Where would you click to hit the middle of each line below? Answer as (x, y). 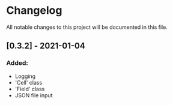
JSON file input (34, 95)
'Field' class (30, 89)
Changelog (34, 10)
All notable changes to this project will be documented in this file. (87, 27)
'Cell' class (29, 82)
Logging (25, 76)
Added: (17, 63)
